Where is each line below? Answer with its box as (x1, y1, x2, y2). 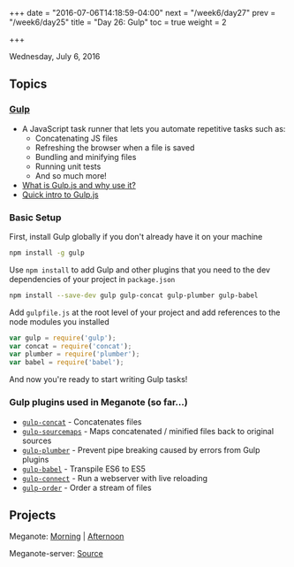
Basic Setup (9, 211, 62, 224)
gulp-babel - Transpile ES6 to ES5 (21, 464, 146, 474)
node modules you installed (9, 316, 110, 326)
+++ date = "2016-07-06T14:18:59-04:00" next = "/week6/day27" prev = (9, 8, 276, 18)
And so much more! (34, 170, 108, 180)
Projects (9, 508, 57, 523)
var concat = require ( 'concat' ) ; (9, 341, 132, 350)
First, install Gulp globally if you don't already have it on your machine (9, 231, 263, 241)
